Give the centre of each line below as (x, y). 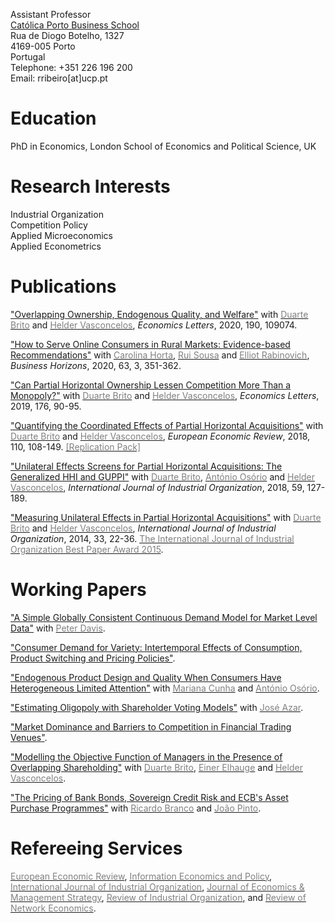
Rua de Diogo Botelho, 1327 (67, 35)
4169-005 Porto (43, 46)
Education (53, 118)
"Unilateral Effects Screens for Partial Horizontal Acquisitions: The (146, 466)
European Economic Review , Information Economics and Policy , (141, 876)
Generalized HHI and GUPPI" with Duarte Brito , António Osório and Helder (162, 476)
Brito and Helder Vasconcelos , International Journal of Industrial (143, 528)
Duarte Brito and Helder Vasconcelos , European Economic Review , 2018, (160, 436)
